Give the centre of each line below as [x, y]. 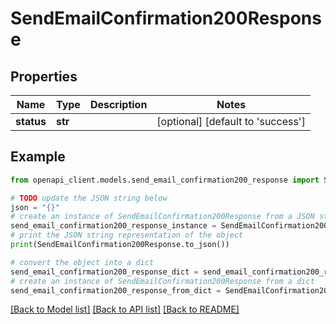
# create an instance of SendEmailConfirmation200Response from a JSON [162, 217]
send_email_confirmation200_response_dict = [104, 272]
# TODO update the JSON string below [89, 198]
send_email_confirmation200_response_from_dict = [116, 290]
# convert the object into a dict [82, 262]
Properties [44, 76]
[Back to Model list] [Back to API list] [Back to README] [125, 309]
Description [118, 104]
